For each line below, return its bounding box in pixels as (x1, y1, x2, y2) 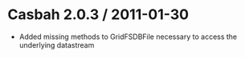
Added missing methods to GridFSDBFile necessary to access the (18, 32, 238, 41)
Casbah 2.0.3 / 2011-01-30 (7, 6, 190, 24)
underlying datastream (18, 40, 95, 49)
